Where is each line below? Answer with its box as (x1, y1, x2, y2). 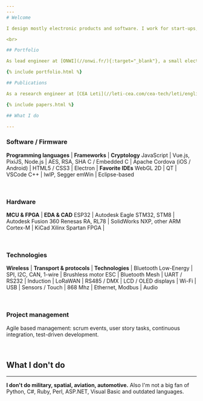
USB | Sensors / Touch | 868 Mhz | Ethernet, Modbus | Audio (6, 284, 158, 291)
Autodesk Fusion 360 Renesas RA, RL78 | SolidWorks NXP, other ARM (6, 217, 181, 225)
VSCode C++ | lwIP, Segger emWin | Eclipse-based (6, 170, 135, 178)
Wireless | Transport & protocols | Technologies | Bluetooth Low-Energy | (6, 265, 193, 272)
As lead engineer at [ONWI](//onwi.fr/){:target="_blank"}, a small (6, 58, 182, 64)
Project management (6, 310, 69, 319)
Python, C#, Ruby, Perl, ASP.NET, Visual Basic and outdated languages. (6, 388, 184, 396)
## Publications (6, 80, 47, 86)
